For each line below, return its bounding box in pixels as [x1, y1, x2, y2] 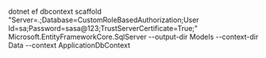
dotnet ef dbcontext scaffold [8, 7, 102, 16]
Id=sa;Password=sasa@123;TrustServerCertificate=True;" [8, 24, 199, 33]
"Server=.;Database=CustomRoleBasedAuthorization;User [8, 15, 200, 25]
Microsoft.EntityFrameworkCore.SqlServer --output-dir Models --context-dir [8, 32, 259, 41]
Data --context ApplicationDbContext [8, 41, 131, 50]
